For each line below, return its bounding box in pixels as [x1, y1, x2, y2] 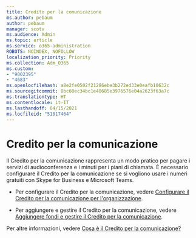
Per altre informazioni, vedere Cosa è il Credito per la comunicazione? [6, 225, 181, 232]
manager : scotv [6, 26, 45, 32]
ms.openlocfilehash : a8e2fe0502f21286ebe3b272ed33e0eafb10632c [6, 83, 170, 89]
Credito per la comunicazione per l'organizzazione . [15, 195, 143, 202]
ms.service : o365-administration [6, 43, 91, 49]
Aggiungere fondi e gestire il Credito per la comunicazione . [15, 213, 163, 220]
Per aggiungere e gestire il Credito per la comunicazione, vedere [15, 206, 177, 214]
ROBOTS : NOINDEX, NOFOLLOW [6, 49, 75, 55]
